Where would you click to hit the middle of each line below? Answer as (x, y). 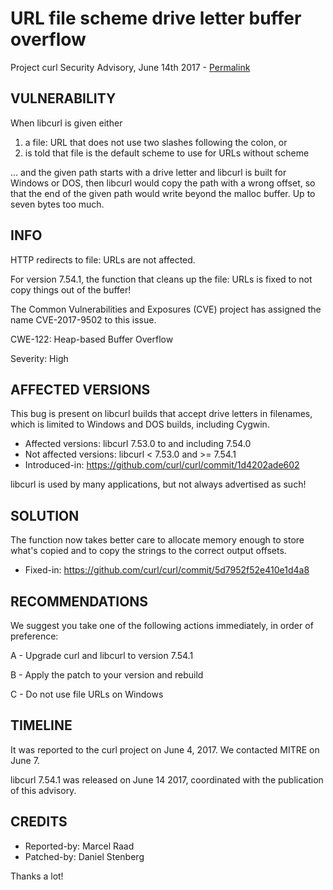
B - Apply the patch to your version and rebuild (107, 675)
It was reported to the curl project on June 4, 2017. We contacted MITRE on (165, 749)
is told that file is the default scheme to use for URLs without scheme (167, 153)
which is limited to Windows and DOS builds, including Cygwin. (140, 424)
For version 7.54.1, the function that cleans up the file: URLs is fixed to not (161, 279)
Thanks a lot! (37, 876)
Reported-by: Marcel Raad (79, 846)
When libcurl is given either (66, 123)
